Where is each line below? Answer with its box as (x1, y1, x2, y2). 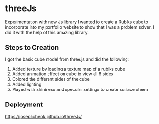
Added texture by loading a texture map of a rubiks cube (12, 66, 125, 71)
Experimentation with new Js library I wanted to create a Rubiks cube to (5, 19, 149, 25)
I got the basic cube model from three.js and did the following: (5, 56, 129, 62)
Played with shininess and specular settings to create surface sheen (12, 86, 149, 92)
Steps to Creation (5, 43, 59, 52)
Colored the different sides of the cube (12, 76, 90, 82)
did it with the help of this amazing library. (5, 29, 89, 35)
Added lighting (12, 81, 42, 87)
